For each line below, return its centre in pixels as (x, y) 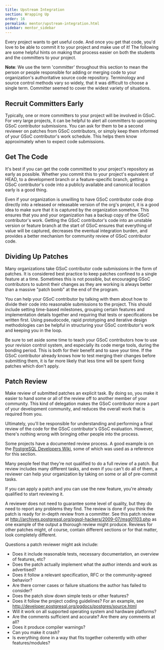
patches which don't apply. (32, 366)
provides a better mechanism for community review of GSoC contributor (78, 236)
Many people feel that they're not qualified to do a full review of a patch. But (82, 464)
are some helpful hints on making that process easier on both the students (80, 53)
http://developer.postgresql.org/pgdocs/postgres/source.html (74, 606)
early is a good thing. (26, 189)
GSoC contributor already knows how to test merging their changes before (80, 355)
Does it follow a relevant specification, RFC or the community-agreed (82, 575)
